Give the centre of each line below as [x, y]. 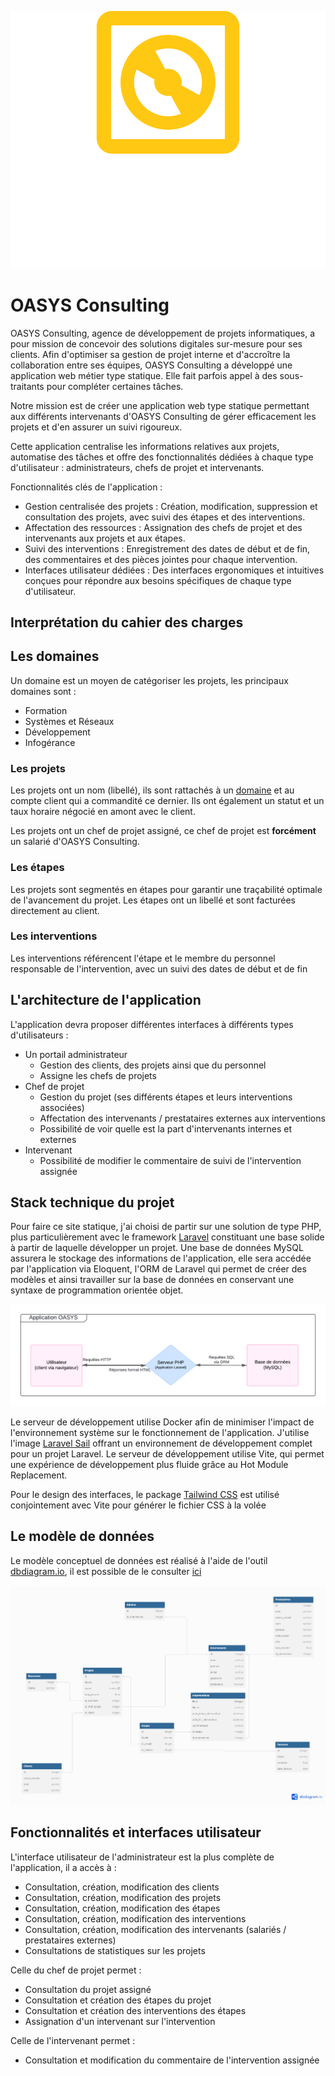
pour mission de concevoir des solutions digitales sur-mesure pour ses [156, 343]
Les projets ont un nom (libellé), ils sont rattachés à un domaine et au [152, 790]
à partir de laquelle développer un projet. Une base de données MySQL [157, 1248]
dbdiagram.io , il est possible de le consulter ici [106, 1571]
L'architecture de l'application [106, 1000]
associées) [62, 1107]
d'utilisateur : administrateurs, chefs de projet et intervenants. [137, 467]
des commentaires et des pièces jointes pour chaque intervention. [161, 559]
